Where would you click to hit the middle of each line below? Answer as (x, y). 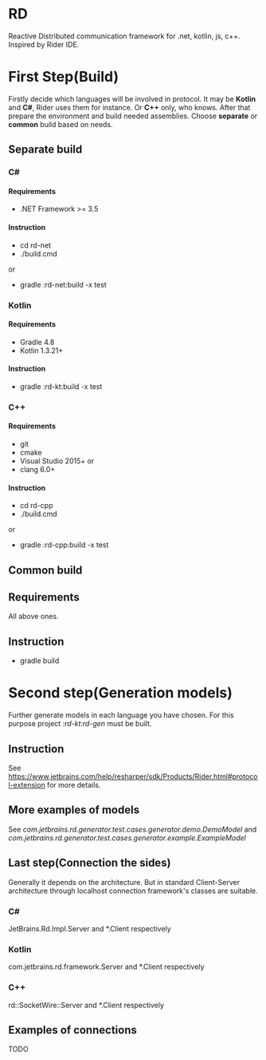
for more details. (74, 785)
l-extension (27, 785)
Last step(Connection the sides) (90, 863)
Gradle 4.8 (37, 342)
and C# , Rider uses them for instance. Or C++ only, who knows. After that (129, 107)
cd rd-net (35, 245)
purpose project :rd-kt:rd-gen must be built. (80, 724)
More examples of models (74, 810)
